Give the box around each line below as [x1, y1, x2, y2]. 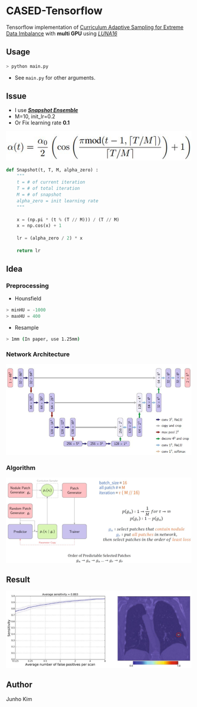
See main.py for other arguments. [14, 74, 96, 81]
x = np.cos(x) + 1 [16, 223, 62, 229]
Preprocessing [6, 282, 49, 290]
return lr [16, 248, 41, 254]
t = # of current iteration [16, 179, 85, 185]
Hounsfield [14, 295, 42, 302]
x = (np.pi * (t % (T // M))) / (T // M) [16, 216, 119, 222]
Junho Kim [6, 695, 32, 702]
